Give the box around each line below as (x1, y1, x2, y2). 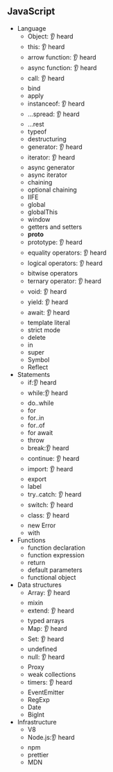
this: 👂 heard (27, 42, 65, 51)
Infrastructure (17, 717, 57, 726)
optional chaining (27, 185, 78, 194)
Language (17, 24, 46, 32)
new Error (27, 521, 56, 529)
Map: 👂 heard (27, 624, 67, 632)
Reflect (27, 363, 49, 371)
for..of (27, 421, 45, 429)
